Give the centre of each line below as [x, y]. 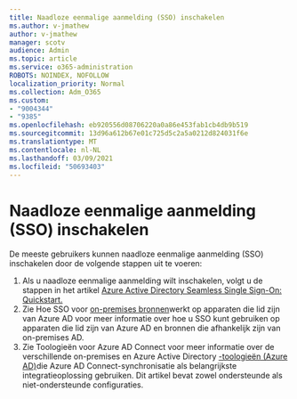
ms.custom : [29, 100]
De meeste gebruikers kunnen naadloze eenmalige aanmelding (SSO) [136, 254]
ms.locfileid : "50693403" [57, 167]
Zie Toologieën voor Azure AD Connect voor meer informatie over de [148, 347]
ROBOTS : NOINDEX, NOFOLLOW [59, 76]
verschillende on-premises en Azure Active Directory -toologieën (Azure [155, 356]
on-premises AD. [53, 338]
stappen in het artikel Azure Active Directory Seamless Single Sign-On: [152, 290]
